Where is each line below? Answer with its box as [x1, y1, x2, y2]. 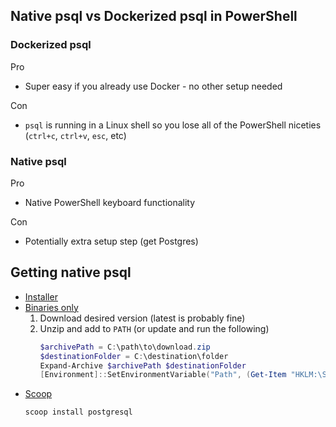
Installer [24, 290, 58, 303]
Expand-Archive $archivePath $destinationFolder [39, 360, 247, 371]
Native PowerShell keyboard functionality [24, 196, 196, 208]
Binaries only [24, 301, 79, 313]
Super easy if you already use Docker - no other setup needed [24, 80, 283, 92]
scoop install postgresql [24, 407, 133, 418]
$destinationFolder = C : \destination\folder [39, 351, 229, 361]
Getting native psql [10, 264, 132, 281]
